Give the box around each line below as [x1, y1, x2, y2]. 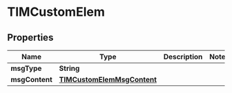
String [59, 63, 80, 73]
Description [163, 52, 203, 61]
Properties [7, 32, 54, 43]
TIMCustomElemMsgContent [59, 75, 157, 84]
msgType [10, 63, 42, 73]
